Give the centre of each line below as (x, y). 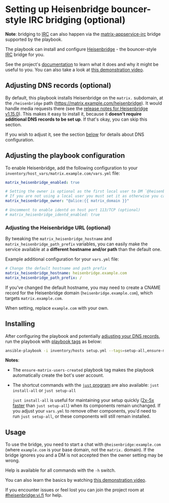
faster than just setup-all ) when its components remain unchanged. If (87, 406)
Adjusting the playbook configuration (65, 156)
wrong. (13, 461)
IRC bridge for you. (25, 55)
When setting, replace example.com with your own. (57, 308)
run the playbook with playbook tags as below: (54, 341)
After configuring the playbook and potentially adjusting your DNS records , (83, 336)
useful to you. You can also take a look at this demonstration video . (75, 70)
